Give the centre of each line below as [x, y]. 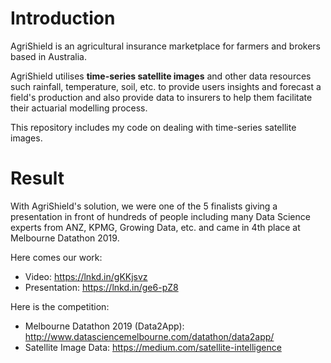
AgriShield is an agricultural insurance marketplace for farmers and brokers [166, 46]
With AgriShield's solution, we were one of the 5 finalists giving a [144, 206]
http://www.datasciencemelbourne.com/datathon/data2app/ [149, 336]
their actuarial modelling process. [79, 108]
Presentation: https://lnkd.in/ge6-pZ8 [101, 287]
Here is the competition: [60, 306]
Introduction [63, 18]
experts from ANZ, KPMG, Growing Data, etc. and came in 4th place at [155, 227]
